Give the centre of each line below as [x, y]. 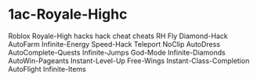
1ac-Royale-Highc [68, 14]
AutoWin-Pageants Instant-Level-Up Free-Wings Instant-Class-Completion [129, 61]
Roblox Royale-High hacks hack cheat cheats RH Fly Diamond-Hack [118, 36]
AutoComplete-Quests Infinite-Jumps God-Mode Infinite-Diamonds [117, 52]
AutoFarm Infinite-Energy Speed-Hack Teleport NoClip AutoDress [114, 44]
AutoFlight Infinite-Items [47, 69]
